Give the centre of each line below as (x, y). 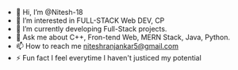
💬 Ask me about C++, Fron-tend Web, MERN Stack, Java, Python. (123, 37)
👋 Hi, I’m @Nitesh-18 (49, 12)
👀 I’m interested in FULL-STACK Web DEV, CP (90, 20)
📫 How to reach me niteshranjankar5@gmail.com (97, 46)
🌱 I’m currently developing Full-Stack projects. (91, 29)
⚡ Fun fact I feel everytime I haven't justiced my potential (109, 58)
